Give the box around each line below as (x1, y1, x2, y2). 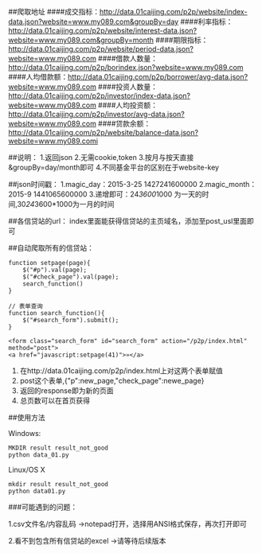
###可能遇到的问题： (8, 502, 78, 512)
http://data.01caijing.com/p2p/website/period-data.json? (8, 45, 194, 53)
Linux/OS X (8, 465, 45, 474)
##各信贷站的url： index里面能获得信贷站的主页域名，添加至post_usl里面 (8, 216, 247, 225)
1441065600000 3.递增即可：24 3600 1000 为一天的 (33, 189, 203, 199)
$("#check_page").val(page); (22, 273, 119, 281)
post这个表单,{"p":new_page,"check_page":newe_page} (19, 376, 205, 385)
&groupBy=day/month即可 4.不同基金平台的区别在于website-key (8, 162, 220, 172)
